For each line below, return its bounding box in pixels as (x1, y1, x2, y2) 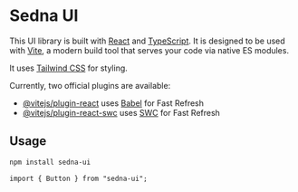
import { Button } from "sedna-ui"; (9, 174, 148, 183)
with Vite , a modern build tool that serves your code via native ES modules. (9, 44, 290, 55)
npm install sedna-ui (9, 158, 91, 167)
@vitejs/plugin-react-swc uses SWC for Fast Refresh (22, 107, 220, 118)
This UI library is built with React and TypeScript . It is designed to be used (9, 35, 285, 46)
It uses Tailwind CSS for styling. (9, 62, 129, 73)
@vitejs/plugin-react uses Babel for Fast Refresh (22, 97, 205, 109)
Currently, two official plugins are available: (9, 80, 171, 91)
